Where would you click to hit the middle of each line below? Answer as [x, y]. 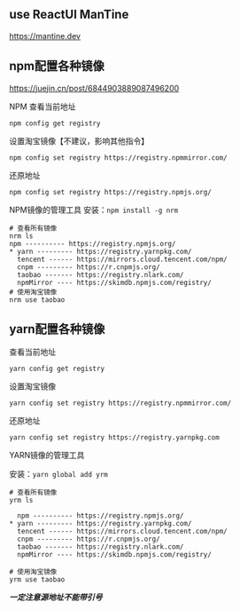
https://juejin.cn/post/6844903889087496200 [94, 88]
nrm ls [21, 236]
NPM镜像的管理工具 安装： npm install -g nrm [94, 210]
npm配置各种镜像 [57, 66]
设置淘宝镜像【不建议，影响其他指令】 [79, 140]
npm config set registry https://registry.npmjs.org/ [111, 192]
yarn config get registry [57, 369]
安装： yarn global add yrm [59, 474]
